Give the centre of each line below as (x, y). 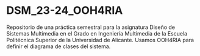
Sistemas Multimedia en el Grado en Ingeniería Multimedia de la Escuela (97, 33)
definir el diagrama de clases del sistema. (59, 46)
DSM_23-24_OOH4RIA (65, 11)
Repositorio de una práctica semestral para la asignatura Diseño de (91, 27)
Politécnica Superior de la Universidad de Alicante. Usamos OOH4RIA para (100, 40)
